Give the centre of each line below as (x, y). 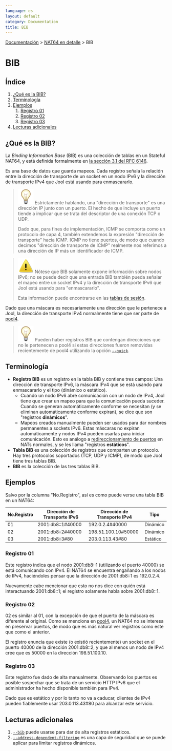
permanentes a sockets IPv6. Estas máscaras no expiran (80, 428)
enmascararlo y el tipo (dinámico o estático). (60, 390)
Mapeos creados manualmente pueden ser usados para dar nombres (93, 422)
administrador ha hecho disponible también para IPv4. (62, 688)
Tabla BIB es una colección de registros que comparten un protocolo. (86, 450)
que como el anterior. (28, 632)
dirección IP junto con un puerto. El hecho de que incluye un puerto (89, 208)
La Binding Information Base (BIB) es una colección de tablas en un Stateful (85, 156)
